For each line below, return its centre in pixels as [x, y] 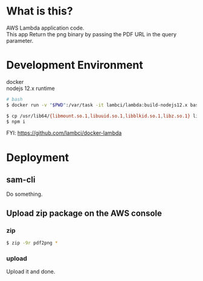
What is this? [40, 11]
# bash [14, 99]
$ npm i [16, 121]
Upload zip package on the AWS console [84, 213]
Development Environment [75, 65]
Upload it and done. [31, 272]
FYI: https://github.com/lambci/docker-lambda [64, 133]
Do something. [24, 194]
